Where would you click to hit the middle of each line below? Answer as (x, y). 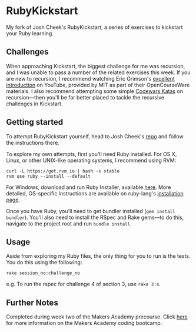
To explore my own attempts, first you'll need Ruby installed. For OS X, (92, 154)
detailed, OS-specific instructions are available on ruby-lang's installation (95, 193)
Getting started (35, 122)
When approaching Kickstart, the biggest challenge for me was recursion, (96, 66)
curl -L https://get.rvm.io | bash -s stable (63, 171)
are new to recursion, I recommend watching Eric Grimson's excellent (90, 78)
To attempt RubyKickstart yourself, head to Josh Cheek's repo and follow (95, 136)
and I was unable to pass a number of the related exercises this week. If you (98, 72)
